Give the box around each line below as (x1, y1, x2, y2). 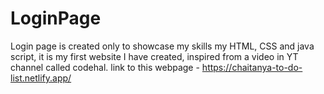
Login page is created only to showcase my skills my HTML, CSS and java (10, 40, 315, 52)
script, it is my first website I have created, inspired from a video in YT (10, 50, 299, 62)
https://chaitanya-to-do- (201, 61, 303, 73)
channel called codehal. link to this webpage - (10, 61, 200, 73)
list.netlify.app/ (10, 72, 72, 84)
